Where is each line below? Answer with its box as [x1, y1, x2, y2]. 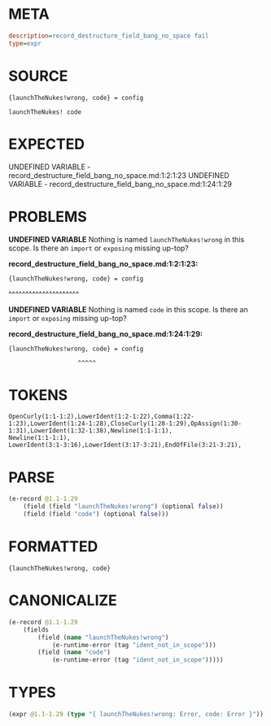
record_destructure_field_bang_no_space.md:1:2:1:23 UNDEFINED [8, 170, 229, 180]
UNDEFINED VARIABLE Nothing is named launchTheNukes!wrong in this [8, 234, 245, 244]
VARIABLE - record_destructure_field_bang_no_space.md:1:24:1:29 [8, 179, 232, 189]
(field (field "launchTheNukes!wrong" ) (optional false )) [23, 502, 224, 511]
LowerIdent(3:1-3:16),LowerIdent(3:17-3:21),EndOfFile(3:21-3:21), [8, 441, 243, 450]
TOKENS [8, 385, 68, 404]
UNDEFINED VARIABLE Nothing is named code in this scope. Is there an [8, 304, 248, 314]
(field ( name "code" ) [37, 648, 111, 657]
